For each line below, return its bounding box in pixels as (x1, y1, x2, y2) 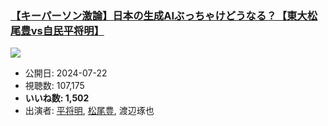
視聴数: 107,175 (24, 80, 85, 92)
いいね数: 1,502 (24, 92, 90, 104)
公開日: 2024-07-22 (24, 67, 108, 79)
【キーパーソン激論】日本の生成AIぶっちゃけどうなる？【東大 (10, 8, 308, 22)
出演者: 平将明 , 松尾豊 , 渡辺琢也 (24, 105, 155, 117)
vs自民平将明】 (30, 23, 105, 37)
